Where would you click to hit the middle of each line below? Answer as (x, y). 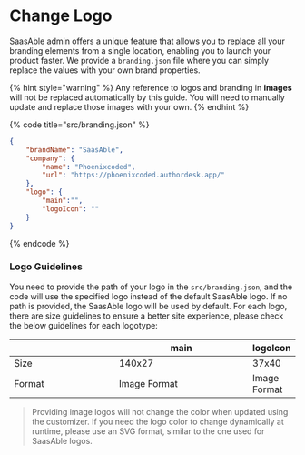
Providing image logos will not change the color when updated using (160, 411)
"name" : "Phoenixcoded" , (89, 167)
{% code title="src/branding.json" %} (79, 125)
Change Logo (61, 16)
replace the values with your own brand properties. (105, 70)
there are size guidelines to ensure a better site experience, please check (147, 316)
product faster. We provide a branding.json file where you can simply (139, 60)
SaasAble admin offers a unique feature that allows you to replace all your (148, 41)
